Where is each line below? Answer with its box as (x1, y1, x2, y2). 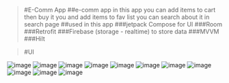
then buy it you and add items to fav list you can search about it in (23, 13, 210, 21)
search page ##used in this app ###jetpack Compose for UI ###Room (23, 20, 223, 28)
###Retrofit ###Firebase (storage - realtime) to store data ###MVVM (23, 27, 220, 35)
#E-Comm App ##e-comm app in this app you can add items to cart (23, 6, 216, 14)
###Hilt (23, 35, 46, 43)
